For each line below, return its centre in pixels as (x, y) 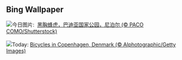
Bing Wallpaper (35, 10)
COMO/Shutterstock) (32, 31)
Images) (16, 51)
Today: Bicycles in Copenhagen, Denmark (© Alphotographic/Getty (94, 44)
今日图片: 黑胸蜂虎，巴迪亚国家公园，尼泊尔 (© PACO (78, 24)
